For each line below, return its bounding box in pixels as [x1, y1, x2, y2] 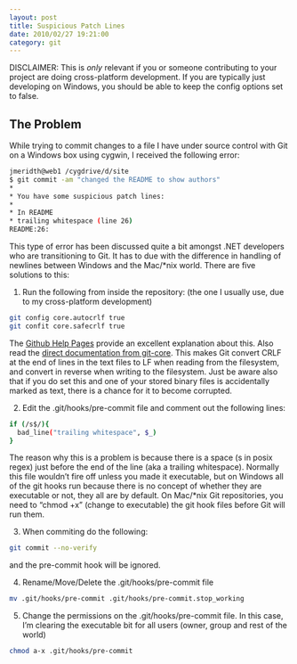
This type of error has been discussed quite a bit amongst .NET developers [9, 242, 285, 252]
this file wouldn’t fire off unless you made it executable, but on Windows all [9, 471, 285, 482]
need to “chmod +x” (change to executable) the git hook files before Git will [9, 500, 286, 511]
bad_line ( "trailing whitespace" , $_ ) [17, 428, 157, 437]
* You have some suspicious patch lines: [9, 192, 165, 201]
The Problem [9, 117, 82, 132]
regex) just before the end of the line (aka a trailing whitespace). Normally [9, 462, 280, 472]
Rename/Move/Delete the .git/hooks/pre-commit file [21, 577, 214, 588]
